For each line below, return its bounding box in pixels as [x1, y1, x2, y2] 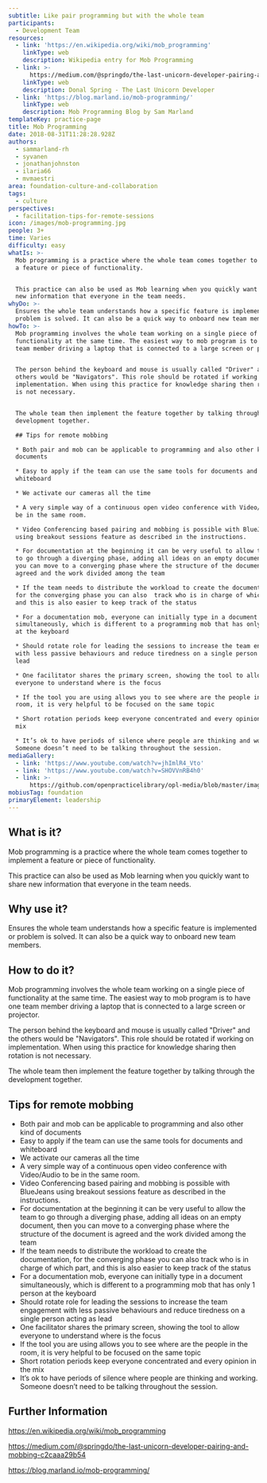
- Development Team [15, 26, 80, 34]
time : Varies [8, 234, 52, 242]
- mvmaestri [15, 175, 56, 183]
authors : [8, 137, 37, 146]
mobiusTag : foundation [8, 789, 83, 797]
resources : [8, 33, 44, 42]
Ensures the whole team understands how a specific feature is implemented [8, 923, 257, 933]
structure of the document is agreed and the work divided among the [19, 1229, 246, 1238]
